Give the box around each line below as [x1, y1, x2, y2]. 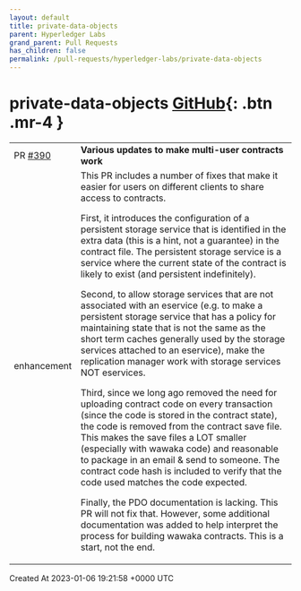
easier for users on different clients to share [80, 180, 264, 193]
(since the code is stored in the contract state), [80, 408, 278, 421]
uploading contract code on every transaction [80, 398, 273, 410]
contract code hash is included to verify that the [80, 465, 282, 477]
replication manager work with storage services [80, 355, 281, 367]
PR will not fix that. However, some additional [80, 507, 271, 519]
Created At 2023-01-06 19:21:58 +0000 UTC [9, 572, 175, 583]
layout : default [9, 13, 70, 22]
